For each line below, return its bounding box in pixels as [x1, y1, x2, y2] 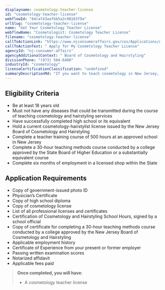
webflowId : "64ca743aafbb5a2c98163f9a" [5, 16, 87, 21]
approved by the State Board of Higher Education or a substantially [12, 149, 148, 155]
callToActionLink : [5, 39, 43, 44]
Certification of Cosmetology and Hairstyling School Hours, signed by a [12, 213, 157, 219]
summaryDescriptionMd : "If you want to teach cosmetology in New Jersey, [5, 71, 160, 76]
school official [12, 218, 41, 224]
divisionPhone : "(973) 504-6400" [5, 58, 74, 62]
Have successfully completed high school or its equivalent [12, 118, 131, 124]
